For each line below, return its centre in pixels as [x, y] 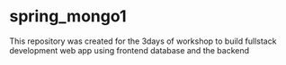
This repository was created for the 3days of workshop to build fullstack [143, 41]
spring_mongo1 [68, 16]
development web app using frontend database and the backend [130, 50]
